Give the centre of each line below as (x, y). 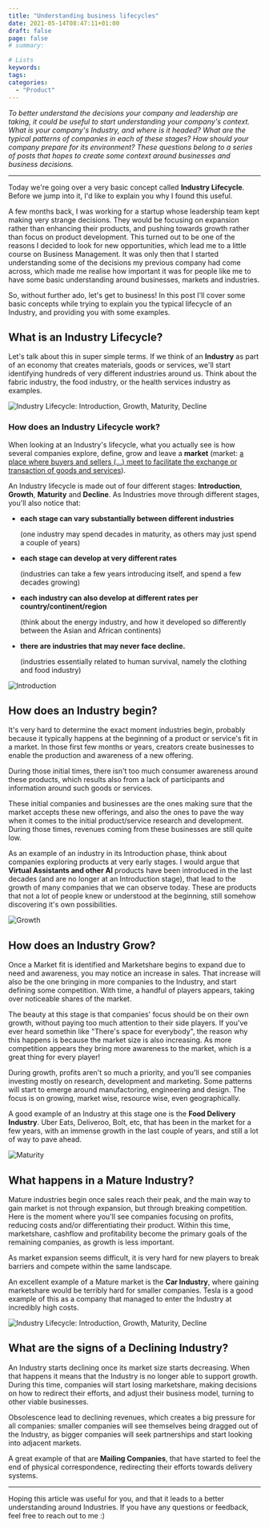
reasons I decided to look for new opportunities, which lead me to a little (127, 245)
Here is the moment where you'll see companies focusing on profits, (121, 1216)
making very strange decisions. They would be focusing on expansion (124, 220)
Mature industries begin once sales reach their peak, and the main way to (129, 1200)
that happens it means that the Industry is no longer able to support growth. (133, 1376)
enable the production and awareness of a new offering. (101, 756)
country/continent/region (63, 606)
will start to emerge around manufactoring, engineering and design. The (127, 1090)
